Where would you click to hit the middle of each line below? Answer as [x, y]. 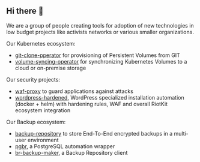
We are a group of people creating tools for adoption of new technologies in [100, 25]
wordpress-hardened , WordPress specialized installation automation [99, 97]
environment [43, 140]
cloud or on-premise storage [50, 68]
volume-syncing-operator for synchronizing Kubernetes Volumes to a [101, 61]
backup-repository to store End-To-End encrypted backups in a [94, 133]
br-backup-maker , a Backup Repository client [71, 152]
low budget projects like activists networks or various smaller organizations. [100, 32]
